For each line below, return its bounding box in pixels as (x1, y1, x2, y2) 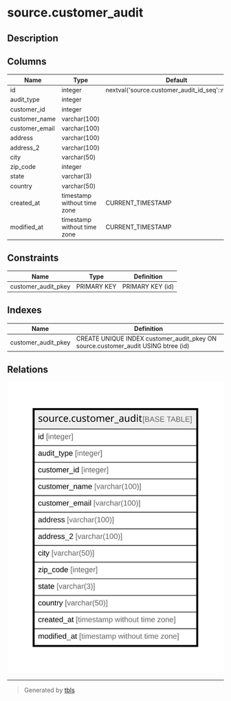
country (10, 181, 32, 190)
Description (7, 32, 58, 44)
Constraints (7, 252, 59, 264)
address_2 (10, 143, 40, 152)
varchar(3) (61, 172, 92, 181)
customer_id (10, 105, 46, 113)
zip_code (10, 163, 36, 171)
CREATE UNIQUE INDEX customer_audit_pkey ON (76, 334, 217, 343)
